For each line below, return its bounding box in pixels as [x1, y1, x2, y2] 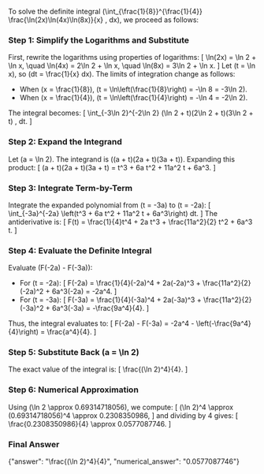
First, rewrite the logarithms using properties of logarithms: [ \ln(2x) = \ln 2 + [8, 53, 257, 62]
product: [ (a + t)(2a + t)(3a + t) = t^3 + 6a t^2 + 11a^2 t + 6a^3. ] [8, 162, 217, 172]
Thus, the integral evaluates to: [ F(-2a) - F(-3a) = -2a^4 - [8, 319, 195, 328]
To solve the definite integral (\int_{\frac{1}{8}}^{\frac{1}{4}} [8, 7, 203, 16]
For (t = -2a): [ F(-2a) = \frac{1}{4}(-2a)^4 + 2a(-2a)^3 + [19, 278, 201, 288]
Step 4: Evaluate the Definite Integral [8, 244, 152, 256]
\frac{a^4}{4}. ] [46, 327, 97, 337]
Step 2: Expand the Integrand [8, 136, 122, 147]
